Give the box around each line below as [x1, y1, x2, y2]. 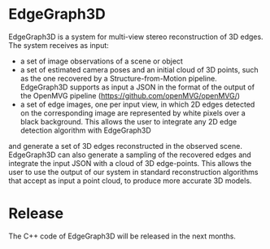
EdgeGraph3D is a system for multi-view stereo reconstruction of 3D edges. [8, 32, 263, 41]
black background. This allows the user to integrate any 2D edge [20, 116, 237, 126]
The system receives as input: [8, 40, 110, 50]
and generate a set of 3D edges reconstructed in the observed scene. [8, 141, 242, 151]
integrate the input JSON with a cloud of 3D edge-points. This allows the [8, 158, 252, 168]
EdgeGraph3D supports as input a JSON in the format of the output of [20, 82, 255, 92]
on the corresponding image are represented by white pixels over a [20, 107, 246, 118]
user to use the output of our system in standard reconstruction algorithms [8, 167, 259, 177]
